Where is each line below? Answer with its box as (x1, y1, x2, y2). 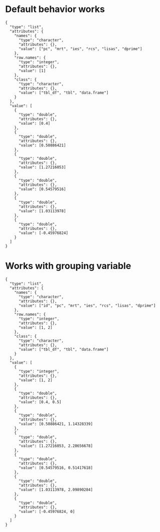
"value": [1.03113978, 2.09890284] (18, 487, 93, 492)
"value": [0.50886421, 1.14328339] (18, 421, 93, 426)
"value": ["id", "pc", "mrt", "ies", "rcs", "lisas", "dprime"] (18, 303, 156, 308)
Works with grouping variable (5, 260, 131, 272)
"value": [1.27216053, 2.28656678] (18, 443, 93, 448)
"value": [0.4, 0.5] (18, 399, 62, 404)
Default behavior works (5, 4, 105, 15)
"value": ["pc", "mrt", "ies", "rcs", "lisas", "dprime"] (18, 46, 142, 51)
